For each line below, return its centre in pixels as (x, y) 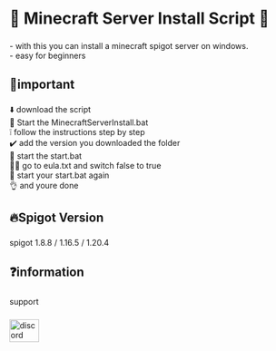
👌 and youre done (44, 186)
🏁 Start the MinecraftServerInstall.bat (79, 122)
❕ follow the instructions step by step (77, 132)
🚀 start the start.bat (46, 156)
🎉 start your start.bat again (59, 175)
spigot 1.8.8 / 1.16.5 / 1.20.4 (59, 242)
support (24, 302)
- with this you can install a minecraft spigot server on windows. (129, 46)
